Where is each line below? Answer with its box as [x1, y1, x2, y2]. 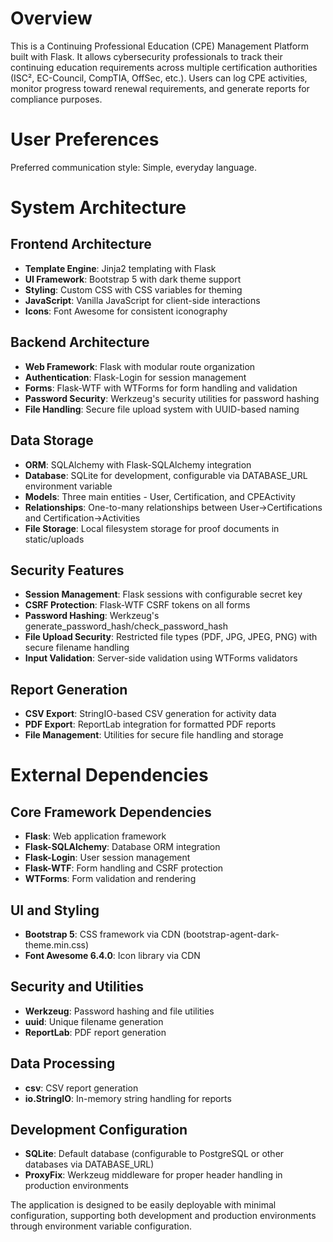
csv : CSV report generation [24, 1082, 139, 1094]
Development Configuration [10, 1121, 188, 1138]
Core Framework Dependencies [10, 803, 212, 821]
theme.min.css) [24, 938, 90, 951]
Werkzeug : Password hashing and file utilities [24, 1005, 215, 1017]
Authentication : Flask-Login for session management [24, 371, 247, 383]
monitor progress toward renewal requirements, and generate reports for [10, 82, 310, 94]
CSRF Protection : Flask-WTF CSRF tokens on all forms [24, 599, 251, 611]
